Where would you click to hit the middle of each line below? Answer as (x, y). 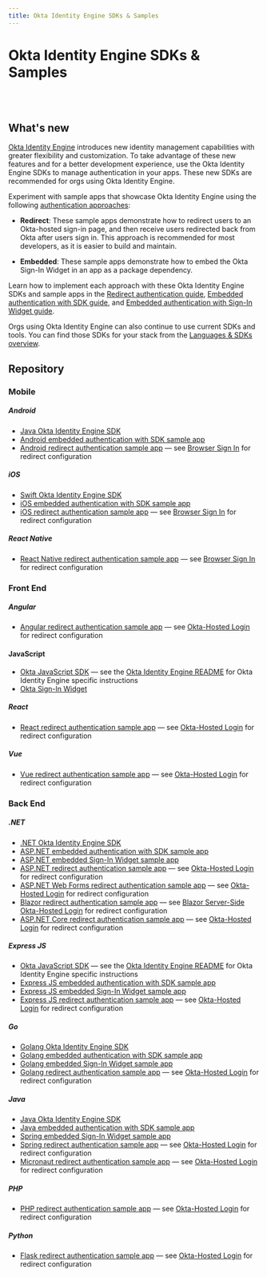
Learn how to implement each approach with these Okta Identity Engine (126, 285)
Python (21, 1235)
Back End (27, 803)
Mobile (22, 391)
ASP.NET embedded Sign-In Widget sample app (100, 860)
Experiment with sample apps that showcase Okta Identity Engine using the (133, 197)
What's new (39, 128)
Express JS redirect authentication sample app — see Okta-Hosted (130, 1000)
